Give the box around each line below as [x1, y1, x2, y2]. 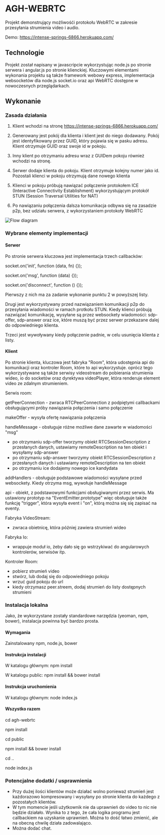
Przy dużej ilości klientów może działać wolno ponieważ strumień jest [12, 788, 154, 794]
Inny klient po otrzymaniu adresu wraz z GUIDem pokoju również [12, 153, 145, 159]
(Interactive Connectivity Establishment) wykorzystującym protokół [12, 188, 149, 194]
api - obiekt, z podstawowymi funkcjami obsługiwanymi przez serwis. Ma [5, 490, 154, 495]
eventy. [5, 505, 21, 511]
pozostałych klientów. [12, 799, 57, 805]
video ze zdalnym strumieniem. [5, 380, 69, 386]
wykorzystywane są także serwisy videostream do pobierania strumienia [5, 370, 154, 376]
